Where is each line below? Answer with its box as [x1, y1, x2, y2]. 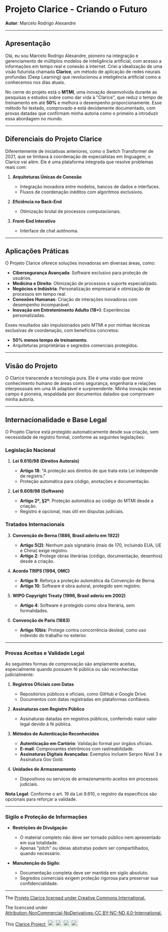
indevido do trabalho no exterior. [19, 632, 87, 638]
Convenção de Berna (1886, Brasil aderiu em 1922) [12, 532, 120, 538]
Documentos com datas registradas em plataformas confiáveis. [19, 696, 151, 702]
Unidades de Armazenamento [12, 766, 76, 772]
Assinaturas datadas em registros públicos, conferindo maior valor [19, 716, 157, 722]
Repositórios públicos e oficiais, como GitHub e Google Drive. [19, 690, 147, 697]
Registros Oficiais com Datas [12, 681, 74, 687]
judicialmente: [5, 671, 34, 677]
